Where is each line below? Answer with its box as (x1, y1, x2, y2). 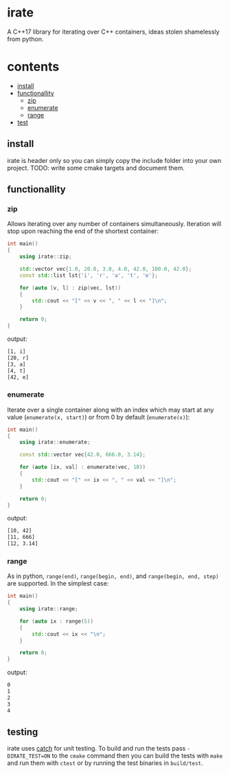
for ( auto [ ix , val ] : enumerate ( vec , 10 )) (19, 464, 146, 471)
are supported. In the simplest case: (7, 579, 109, 588)
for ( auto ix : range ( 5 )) (19, 617, 94, 625)
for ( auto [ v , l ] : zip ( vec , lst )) (19, 284, 122, 291)
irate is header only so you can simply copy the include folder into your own (7, 156, 222, 164)
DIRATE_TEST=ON (7, 753, 51, 760)
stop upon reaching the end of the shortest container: (7, 227, 159, 235)
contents (7, 59, 60, 75)
